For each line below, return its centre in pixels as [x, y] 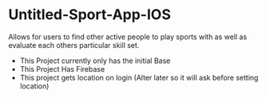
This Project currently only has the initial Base [95, 61]
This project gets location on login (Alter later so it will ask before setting [139, 77]
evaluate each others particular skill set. [74, 45]
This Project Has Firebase [62, 69]
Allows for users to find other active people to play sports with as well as [128, 37]
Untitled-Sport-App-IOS [90, 15]
